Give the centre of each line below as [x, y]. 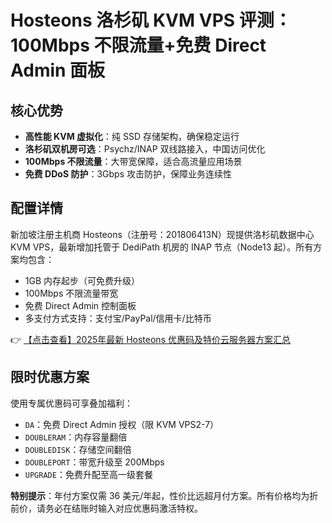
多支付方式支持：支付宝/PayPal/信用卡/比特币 [118, 318]
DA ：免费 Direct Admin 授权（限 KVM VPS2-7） [122, 424]
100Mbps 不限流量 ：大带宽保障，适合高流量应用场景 [133, 161]
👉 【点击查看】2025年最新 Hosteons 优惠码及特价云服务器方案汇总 [150, 339]
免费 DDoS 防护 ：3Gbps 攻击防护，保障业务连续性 [128, 174]
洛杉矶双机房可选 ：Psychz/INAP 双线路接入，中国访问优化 [145, 149]
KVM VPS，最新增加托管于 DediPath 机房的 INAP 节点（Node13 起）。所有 [162, 247]
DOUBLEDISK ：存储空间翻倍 [78, 449]
